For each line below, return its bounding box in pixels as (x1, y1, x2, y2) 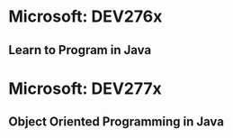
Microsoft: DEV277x (8, 78, 163, 98)
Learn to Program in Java (8, 42, 152, 58)
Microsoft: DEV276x (8, 6, 163, 27)
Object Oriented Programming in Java (8, 115, 224, 130)
